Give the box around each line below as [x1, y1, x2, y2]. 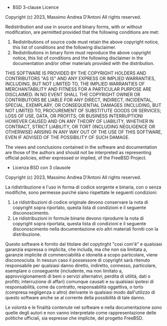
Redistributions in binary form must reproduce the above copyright [12, 50, 151, 55]
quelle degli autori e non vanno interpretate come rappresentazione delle [5, 310, 156, 315]
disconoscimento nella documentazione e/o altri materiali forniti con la [12, 226, 158, 232]
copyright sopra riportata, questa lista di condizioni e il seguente [12, 221, 146, 226]
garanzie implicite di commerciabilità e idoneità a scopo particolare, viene [5, 252, 158, 257]
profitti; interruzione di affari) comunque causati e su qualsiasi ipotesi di [5, 279, 154, 284]
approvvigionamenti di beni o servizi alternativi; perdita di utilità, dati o [5, 273, 151, 279]
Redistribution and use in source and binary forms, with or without [5, 24, 142, 30]
